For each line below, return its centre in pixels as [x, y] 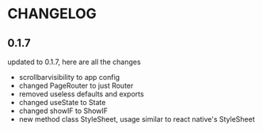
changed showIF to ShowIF [63, 111]
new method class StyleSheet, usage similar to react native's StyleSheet [137, 119]
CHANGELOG [52, 14]
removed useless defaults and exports [81, 94]
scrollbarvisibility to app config [69, 77]
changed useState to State [62, 102]
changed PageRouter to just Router [76, 85]
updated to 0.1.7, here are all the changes [74, 62]
